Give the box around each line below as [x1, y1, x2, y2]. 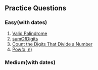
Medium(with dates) [5, 58, 56, 65]
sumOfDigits [12, 35, 38, 41]
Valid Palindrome [12, 30, 47, 36]
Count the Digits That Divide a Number [12, 41, 93, 47]
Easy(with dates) [5, 19, 47, 26]
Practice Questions [5, 4, 67, 12]
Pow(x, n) [12, 46, 32, 52]
